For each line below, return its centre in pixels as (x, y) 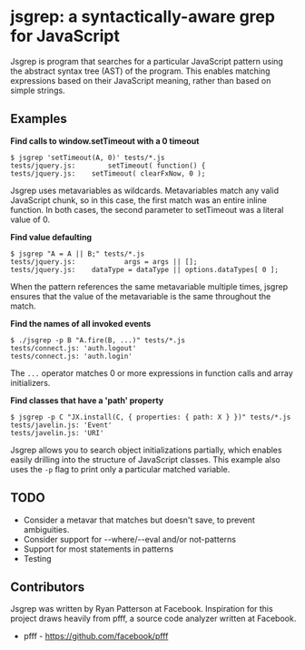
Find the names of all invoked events (81, 323)
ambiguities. (46, 529)
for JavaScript (65, 36)
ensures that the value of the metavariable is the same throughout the (141, 296)
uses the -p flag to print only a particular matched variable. (120, 469)
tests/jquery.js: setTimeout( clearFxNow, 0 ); (108, 173)
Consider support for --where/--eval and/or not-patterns (130, 539)
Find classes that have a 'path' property (87, 400)
